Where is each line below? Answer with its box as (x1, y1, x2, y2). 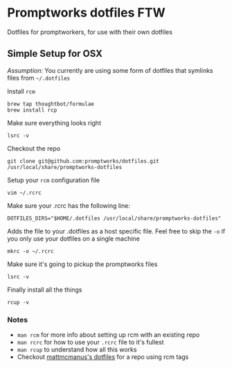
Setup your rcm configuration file (7, 175, 100, 184)
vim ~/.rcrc (7, 189, 42, 196)
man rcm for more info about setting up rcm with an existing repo (17, 331, 200, 339)
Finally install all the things (7, 286, 82, 294)
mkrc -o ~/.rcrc (7, 247, 54, 254)
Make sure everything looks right (7, 119, 102, 127)
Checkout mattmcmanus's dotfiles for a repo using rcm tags (17, 353, 189, 361)
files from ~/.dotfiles (7, 73, 71, 82)
